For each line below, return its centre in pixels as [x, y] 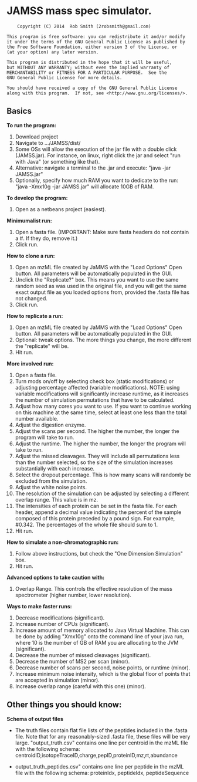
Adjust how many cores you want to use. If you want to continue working [103, 406]
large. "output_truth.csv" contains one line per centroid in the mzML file [101, 743]
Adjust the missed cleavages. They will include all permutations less [97, 456]
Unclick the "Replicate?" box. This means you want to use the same [97, 279]
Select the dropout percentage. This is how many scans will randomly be [103, 475]
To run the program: [31, 125]
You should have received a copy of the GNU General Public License [92, 88]
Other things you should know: [64, 705]
